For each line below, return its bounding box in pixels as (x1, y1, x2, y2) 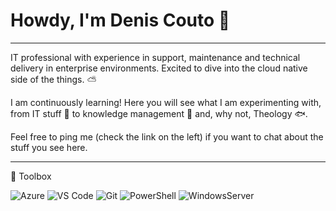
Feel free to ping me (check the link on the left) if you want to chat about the (10, 130, 324, 143)
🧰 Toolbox (10, 170, 52, 182)
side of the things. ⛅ (10, 73, 97, 85)
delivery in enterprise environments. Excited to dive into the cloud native (10, 62, 308, 74)
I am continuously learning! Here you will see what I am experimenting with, (10, 96, 322, 108)
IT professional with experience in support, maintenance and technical (10, 51, 301, 63)
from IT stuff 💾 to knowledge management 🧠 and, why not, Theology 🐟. (10, 107, 308, 119)
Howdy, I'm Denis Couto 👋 (10, 9, 231, 32)
